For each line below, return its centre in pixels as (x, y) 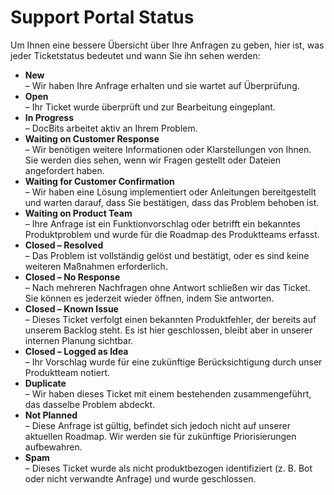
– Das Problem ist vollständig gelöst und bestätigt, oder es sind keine (167, 255)
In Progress (49, 117)
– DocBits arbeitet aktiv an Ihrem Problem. (111, 128)
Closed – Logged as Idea (76, 351)
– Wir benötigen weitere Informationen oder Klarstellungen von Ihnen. (168, 149)
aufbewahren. (53, 447)
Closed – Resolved (64, 245)
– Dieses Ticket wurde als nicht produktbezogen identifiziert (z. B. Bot (168, 468)
